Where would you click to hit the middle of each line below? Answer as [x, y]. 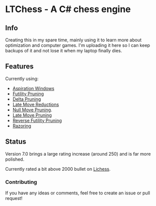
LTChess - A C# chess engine [68, 9]
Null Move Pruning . [32, 110]
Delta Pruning [27, 99]
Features [19, 66]
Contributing [21, 182]
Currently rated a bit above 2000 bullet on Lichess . [58, 169]
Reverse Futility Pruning [37, 120]
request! [14, 198]
